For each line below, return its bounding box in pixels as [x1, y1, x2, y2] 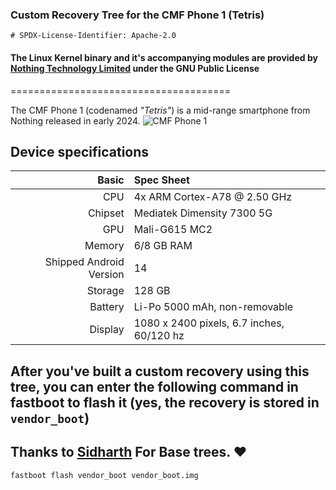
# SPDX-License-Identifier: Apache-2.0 [10, 31, 177, 41]
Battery [89, 300, 125, 314]
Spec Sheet [133, 173, 190, 187]
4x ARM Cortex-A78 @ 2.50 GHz [133, 190, 293, 204]
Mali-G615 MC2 [133, 223, 213, 237]
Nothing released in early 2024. [10, 114, 141, 127]
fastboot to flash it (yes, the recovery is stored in [10, 394, 320, 411]
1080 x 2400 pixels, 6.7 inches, [133, 316, 285, 330]
